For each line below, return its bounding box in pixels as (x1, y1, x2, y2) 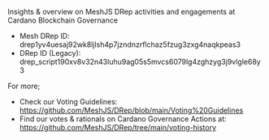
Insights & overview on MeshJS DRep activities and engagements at (7, 7, 236, 16)
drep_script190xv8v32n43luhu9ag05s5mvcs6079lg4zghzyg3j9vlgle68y (19, 57, 261, 66)
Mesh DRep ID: (19, 32, 70, 40)
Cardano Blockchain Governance (7, 15, 119, 25)
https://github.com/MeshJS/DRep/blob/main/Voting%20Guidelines (19, 105, 244, 115)
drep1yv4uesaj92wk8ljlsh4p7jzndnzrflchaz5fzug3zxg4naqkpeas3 (19, 40, 241, 49)
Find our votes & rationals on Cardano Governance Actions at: (19, 114, 227, 124)
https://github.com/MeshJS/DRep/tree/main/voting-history (19, 123, 217, 132)
